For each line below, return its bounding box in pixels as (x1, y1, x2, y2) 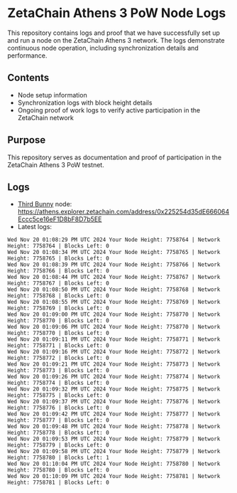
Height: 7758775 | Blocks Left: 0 (7, 392, 110, 399)
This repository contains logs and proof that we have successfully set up (7, 28, 220, 37)
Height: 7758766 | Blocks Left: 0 (7, 267, 110, 275)
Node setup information (17, 90, 87, 99)
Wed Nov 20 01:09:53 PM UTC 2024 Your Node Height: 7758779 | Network (7, 435, 221, 442)
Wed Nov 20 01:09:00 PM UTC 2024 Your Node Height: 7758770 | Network (7, 311, 221, 318)
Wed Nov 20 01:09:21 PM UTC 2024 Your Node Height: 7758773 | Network (7, 361, 221, 368)
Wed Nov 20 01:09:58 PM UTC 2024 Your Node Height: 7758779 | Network (7, 448, 221, 455)
